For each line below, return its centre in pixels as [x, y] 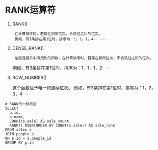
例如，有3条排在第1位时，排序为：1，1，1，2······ [61, 68]
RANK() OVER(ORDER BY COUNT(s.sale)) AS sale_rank [62, 125]
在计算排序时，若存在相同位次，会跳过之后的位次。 [58, 34]
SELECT [12, 108]
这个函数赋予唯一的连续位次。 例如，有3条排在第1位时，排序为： [78, 87]
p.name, [17, 117]
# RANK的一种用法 [21, 104]
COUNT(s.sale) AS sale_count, [40, 121]
